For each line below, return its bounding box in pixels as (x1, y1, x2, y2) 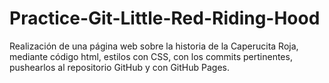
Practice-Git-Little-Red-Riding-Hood (9, 7, 321, 30)
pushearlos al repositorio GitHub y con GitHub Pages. (9, 61, 230, 73)
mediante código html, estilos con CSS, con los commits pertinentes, (9, 50, 293, 62)
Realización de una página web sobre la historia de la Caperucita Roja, (9, 40, 299, 52)
